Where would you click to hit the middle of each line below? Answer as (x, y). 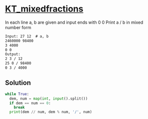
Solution (18, 83)
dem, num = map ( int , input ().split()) (49, 98)
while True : (17, 94)
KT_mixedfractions (44, 9)
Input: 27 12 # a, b (27, 36)
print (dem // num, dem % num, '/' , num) (51, 112)
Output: (13, 54)
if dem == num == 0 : (30, 103)
